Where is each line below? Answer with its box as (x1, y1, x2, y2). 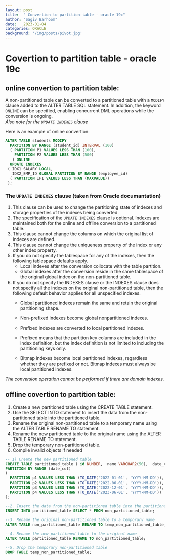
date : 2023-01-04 (5, 21, 47, 27)
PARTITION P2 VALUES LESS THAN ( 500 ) (14, 152, 94, 157)
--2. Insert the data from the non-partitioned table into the (5, 503, 142, 509)
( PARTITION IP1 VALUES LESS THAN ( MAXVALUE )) (10, 176, 110, 181)
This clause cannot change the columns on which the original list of (12, 231, 154, 237)
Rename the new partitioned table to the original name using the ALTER (12, 431, 161, 437)
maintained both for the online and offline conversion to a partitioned (12, 220, 156, 226)
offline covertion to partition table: (5, 390, 116, 399)
